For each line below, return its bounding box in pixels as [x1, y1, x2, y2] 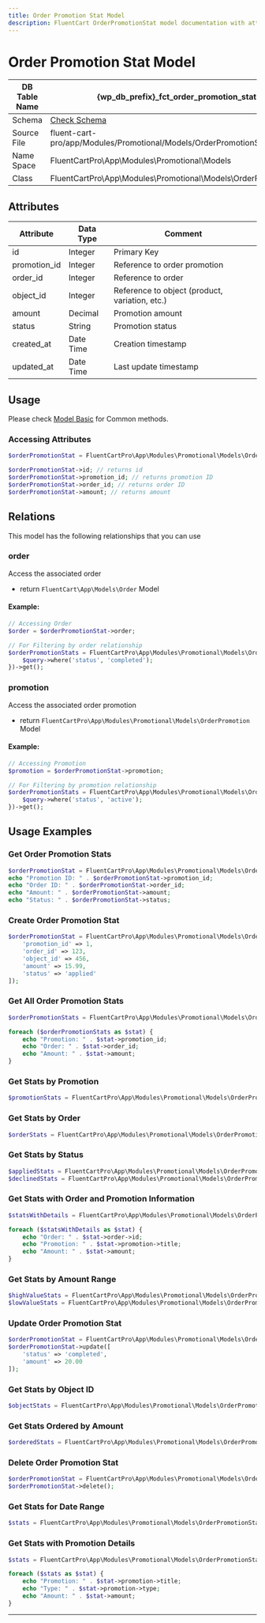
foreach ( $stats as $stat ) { [8, 1570, 104, 1578]
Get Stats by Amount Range [8, 1273, 117, 1284]
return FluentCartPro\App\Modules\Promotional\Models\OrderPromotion [19, 715, 250, 724]
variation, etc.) [113, 295, 167, 306]
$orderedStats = [8, 1439, 62, 1447]
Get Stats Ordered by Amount [8, 1421, 124, 1432]
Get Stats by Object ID [8, 1383, 95, 1394]
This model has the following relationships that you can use [8, 531, 201, 540]
